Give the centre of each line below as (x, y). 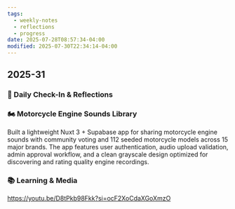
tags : (15, 14)
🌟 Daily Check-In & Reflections (60, 95)
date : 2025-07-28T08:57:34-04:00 (56, 40)
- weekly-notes (36, 20)
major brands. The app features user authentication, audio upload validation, (118, 147)
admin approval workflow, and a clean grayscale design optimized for (108, 154)
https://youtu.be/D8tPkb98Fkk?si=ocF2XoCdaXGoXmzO (89, 198)
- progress (29, 33)
